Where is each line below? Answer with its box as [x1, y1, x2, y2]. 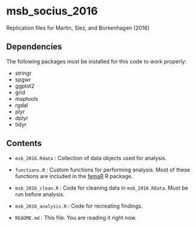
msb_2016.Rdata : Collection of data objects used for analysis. [14, 154, 167, 161]
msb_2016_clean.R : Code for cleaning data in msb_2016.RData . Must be [14, 184, 189, 191]
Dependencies [6, 42, 62, 52]
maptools [14, 95, 39, 102]
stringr [14, 69, 32, 77]
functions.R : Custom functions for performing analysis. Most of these [14, 166, 191, 173]
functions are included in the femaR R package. [14, 172, 133, 179]
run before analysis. [14, 190, 65, 197]
